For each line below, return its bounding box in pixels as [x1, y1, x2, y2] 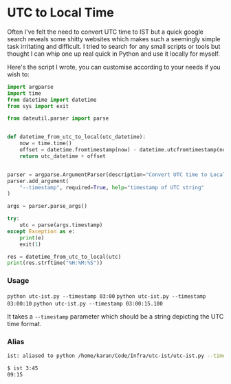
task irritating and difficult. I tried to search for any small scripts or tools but [7, 42, 221, 50]
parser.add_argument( [7, 178, 69, 184]
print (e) [19, 234, 45, 242]
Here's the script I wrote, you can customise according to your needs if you [7, 63, 221, 71]
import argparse [7, 83, 54, 90]
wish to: [7, 70, 30, 78]
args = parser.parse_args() [7, 203, 88, 210]
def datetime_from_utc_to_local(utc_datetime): [7, 134, 146, 140]
